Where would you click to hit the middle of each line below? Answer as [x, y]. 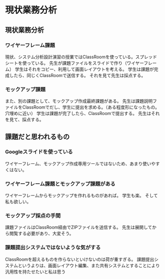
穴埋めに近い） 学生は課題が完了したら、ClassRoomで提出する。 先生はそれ [82, 114]
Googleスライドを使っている [39, 152]
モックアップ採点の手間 [33, 216]
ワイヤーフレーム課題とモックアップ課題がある [60, 184]
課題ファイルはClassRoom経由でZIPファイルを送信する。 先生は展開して [79, 227]
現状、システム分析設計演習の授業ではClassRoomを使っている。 [70, 57]
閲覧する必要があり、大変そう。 [41, 234]
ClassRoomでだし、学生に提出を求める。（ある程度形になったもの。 [91, 107]
